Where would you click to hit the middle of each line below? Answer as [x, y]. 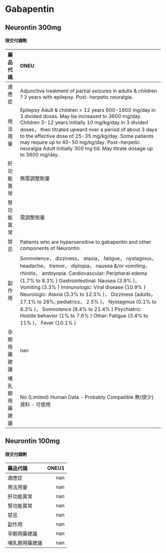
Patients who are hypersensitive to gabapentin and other [86, 242]
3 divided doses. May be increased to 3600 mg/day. [81, 116]
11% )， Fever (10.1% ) [48, 323]
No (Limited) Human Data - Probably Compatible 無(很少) [87, 397]
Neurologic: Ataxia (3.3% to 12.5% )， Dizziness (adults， [88, 294]
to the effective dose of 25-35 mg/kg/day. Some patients [87, 136]
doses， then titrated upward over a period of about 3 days [89, 129]
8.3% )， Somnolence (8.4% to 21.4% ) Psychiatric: [81, 309]
